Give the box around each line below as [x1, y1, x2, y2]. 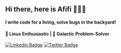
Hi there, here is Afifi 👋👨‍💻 [5, 5, 87, 14]
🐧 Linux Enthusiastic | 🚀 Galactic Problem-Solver [5, 31, 110, 37]
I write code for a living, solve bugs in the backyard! [5, 19, 116, 25]
